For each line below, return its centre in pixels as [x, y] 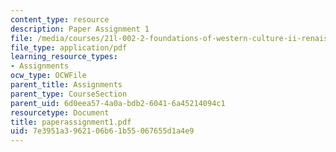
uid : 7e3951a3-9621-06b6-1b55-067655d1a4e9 [102, 131]
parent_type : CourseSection [69, 94]
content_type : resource [60, 19]
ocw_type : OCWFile [48, 76]
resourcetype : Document [60, 112]
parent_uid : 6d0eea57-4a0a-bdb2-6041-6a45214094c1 [118, 103]
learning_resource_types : [64, 57]
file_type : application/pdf [69, 47]
